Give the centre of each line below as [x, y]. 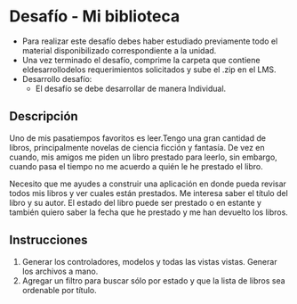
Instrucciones [48, 240]
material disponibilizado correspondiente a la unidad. [119, 50]
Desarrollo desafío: [57, 78]
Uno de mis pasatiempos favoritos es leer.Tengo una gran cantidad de [138, 138]
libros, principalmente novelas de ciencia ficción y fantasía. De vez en [137, 147]
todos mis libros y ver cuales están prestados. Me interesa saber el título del [149, 193]
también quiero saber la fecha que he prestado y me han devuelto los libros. [149, 212]
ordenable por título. [59, 290]
